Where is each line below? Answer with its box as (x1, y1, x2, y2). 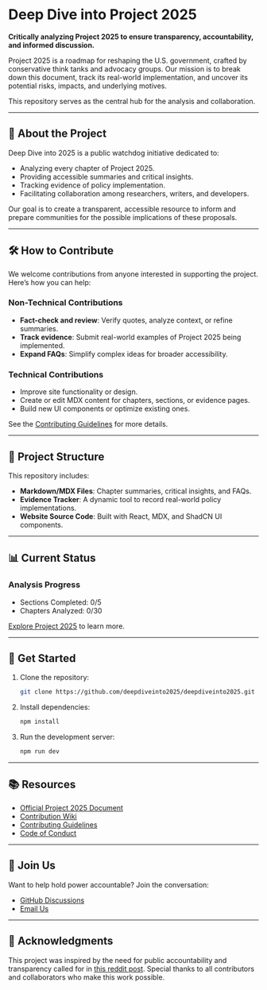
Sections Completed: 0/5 (19, 597, 102, 607)
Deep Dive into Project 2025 (8, 6, 197, 24)
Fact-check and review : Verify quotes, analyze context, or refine (19, 315, 233, 325)
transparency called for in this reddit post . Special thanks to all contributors (8, 964, 255, 973)
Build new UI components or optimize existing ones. (19, 404, 191, 414)
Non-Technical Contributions (8, 297, 123, 308)
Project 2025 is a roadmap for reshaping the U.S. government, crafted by (8, 56, 248, 65)
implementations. (19, 503, 77, 512)
